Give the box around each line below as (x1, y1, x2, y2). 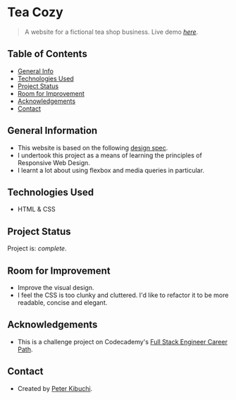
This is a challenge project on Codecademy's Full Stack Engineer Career (17, 337, 228, 346)
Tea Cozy (7, 4, 63, 20)
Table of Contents (7, 48, 88, 60)
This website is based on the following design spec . (17, 143, 168, 152)
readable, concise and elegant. (17, 298, 108, 307)
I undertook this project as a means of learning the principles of (17, 151, 202, 159)
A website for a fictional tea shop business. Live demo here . (24, 28, 199, 36)
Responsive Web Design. (17, 158, 90, 166)
